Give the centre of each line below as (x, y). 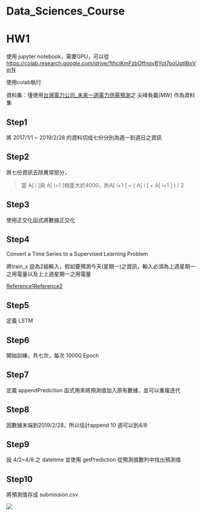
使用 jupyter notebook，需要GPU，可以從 (58, 56)
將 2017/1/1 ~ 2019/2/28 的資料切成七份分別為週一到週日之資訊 (84, 137)
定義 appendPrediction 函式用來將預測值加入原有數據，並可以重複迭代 (93, 390)
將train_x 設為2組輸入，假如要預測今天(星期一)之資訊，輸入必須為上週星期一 (101, 266)
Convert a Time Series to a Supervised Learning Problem (77, 254)
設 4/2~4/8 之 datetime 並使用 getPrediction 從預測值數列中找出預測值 (94, 460)
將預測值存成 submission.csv (42, 495)
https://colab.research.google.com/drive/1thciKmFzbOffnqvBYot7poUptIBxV (101, 63)
